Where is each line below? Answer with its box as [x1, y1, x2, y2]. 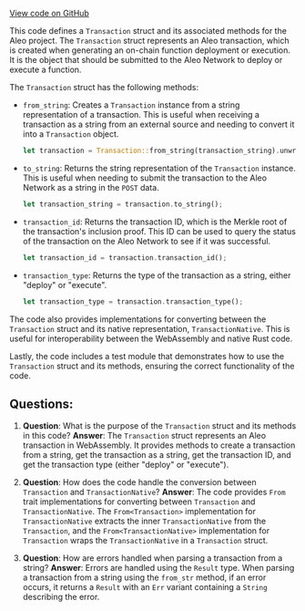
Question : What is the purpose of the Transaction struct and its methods [22, 420, 297, 431]
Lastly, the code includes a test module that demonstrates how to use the [9, 350, 285, 361]
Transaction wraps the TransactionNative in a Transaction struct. [22, 535, 269, 546]
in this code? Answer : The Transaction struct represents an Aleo [22, 430, 267, 441]
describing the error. [22, 592, 100, 603]
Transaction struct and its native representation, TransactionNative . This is [9, 323, 290, 334]
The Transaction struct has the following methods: [9, 82, 198, 92]
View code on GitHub [9, 8, 89, 18]
